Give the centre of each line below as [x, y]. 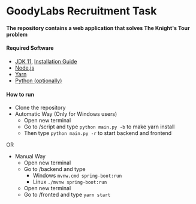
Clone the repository [40, 108]
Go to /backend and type [55, 169]
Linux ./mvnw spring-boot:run [70, 182]
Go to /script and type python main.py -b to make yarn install [99, 127]
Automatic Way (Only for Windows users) [66, 114]
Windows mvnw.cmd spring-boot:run [77, 176]
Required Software [30, 48]
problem [17, 34]
